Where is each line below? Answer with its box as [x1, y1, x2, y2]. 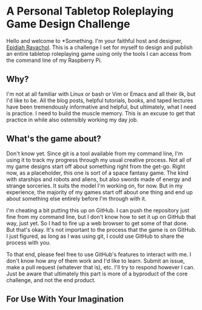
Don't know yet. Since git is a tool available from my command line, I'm [6, 150, 183, 157]
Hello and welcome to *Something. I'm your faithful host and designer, [6, 37, 183, 44]
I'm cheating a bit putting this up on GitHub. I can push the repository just [6, 206, 190, 214]
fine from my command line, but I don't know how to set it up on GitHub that [6, 213, 196, 220]
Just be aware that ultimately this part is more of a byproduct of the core [6, 270, 188, 277]
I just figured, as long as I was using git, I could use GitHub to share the [6, 232, 184, 240]
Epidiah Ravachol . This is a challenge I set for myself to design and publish [6, 44, 193, 51]
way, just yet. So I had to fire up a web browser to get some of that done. [6, 220, 189, 227]
